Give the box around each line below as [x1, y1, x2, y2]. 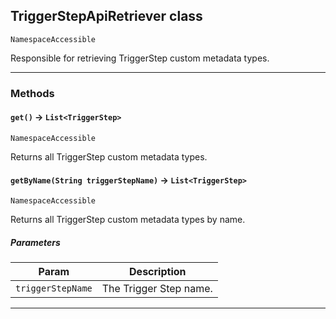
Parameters [10, 236, 61, 248]
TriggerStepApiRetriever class [10, 8, 203, 25]
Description [129, 265, 187, 279]
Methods [10, 86, 55, 100]
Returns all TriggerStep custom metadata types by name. [10, 214, 246, 226]
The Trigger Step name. [101, 282, 213, 296]
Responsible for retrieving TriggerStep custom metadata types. [10, 52, 270, 64]
